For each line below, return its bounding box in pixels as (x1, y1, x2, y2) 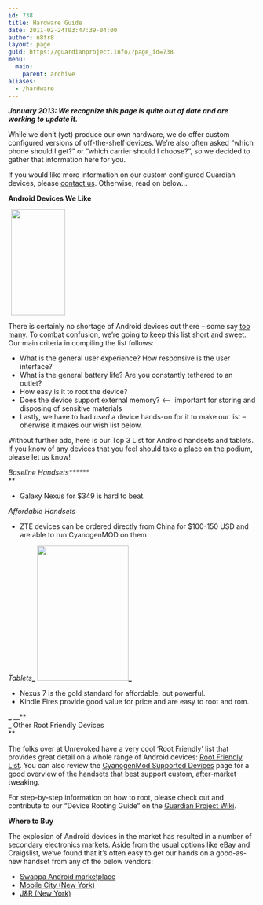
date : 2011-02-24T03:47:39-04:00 (8, 26, 118, 34)
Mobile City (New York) (19, 881, 96, 890)
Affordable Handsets (8, 507, 76, 516)
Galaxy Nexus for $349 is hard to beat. (19, 491, 145, 501)
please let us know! (8, 452, 71, 462)
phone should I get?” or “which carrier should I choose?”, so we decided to (8, 146, 250, 156)
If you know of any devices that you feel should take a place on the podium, (8, 444, 253, 453)
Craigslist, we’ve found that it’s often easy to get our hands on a (8, 848, 214, 858)
